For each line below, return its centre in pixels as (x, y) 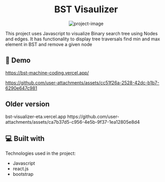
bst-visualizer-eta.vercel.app (36, 117)
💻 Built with (25, 138)
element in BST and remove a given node (49, 44)
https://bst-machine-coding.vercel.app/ (47, 73)
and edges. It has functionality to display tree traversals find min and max (83, 39)
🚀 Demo (18, 61)
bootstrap (23, 174)
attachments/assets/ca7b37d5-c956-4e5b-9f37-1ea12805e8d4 (73, 122)
